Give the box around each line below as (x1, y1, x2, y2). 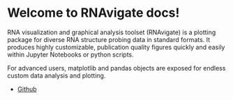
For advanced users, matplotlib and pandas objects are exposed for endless (7, 64, 226, 72)
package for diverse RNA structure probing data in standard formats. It (7, 35, 211, 43)
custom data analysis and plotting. (7, 71, 106, 80)
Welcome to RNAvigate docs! (7, 5, 180, 21)
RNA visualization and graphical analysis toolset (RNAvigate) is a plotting (7, 28, 216, 36)
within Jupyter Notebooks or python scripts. (7, 50, 134, 59)
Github (17, 85, 37, 93)
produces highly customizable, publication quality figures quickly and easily (7, 43, 225, 51)
